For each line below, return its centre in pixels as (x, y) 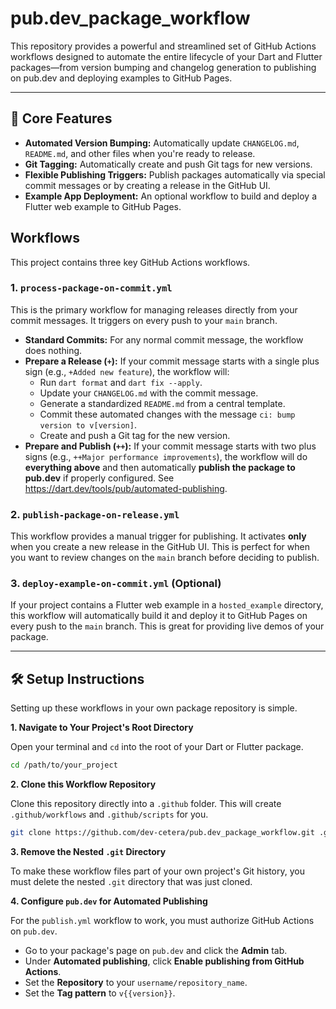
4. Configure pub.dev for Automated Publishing (109, 901)
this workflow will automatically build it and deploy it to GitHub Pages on (159, 616)
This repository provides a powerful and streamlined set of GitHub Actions (163, 46)
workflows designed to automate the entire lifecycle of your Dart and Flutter (166, 56)
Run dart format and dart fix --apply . (121, 382)
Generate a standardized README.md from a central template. (162, 403)
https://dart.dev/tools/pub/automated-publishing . (126, 488)
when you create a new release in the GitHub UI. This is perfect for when (160, 547)
